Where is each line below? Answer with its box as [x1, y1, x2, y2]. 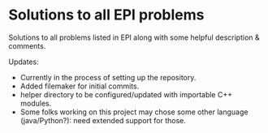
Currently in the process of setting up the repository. [19, 72, 197, 82]
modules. [19, 98, 52, 108]
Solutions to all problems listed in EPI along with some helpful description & [8, 32, 260, 42]
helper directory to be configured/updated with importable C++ [19, 89, 233, 99]
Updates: [8, 57, 39, 66]
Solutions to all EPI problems [8, 6, 205, 24]
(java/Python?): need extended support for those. [19, 115, 187, 125]
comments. [8, 41, 46, 50]
